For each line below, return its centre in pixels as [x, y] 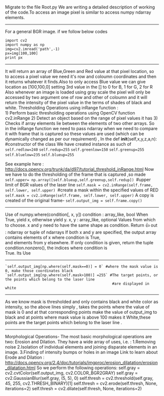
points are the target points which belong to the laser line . [64, 322]
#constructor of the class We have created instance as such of [68, 144]
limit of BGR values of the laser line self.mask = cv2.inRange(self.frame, [79, 185]
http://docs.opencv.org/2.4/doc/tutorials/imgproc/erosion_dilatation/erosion [82, 362]
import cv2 [16, 41]
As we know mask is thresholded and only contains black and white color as [82, 302]
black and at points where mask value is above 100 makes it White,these [78, 317]
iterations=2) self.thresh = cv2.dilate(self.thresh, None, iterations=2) [73, 388]
